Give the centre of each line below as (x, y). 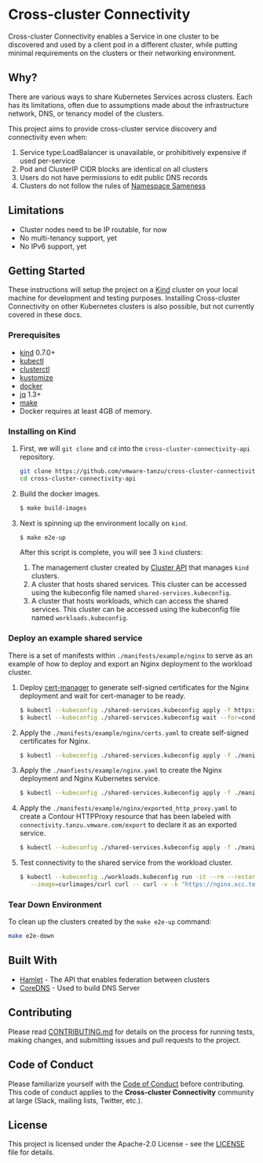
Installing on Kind (42, 431)
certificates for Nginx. (55, 740)
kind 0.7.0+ (37, 353)
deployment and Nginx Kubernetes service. (90, 779)
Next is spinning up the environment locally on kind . (104, 523)
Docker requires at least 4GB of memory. (86, 411)
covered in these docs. (45, 315)
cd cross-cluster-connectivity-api (78, 478)
